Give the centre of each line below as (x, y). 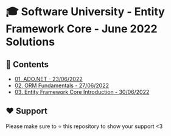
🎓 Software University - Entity (85, 12)
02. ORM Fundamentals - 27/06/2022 (62, 85)
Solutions (30, 42)
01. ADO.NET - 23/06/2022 (48, 79)
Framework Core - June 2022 (82, 29)
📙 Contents (27, 64)
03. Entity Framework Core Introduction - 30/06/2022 (82, 92)
